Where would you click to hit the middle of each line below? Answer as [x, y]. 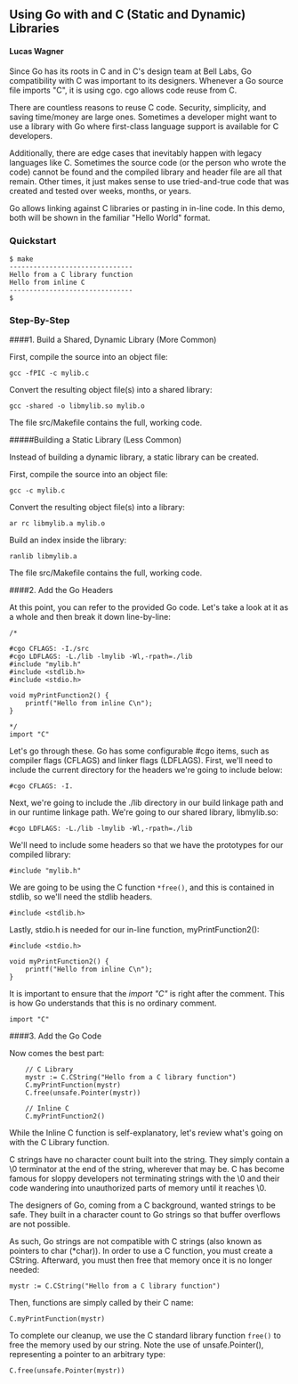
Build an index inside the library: [68, 540]
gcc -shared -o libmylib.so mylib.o [77, 406]
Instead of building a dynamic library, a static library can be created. [134, 457]
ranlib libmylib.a [43, 557]
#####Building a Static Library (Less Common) [96, 440]
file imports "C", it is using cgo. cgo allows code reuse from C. [123, 90]
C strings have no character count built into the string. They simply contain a [149, 1160]
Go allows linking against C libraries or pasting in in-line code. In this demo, [147, 208]
